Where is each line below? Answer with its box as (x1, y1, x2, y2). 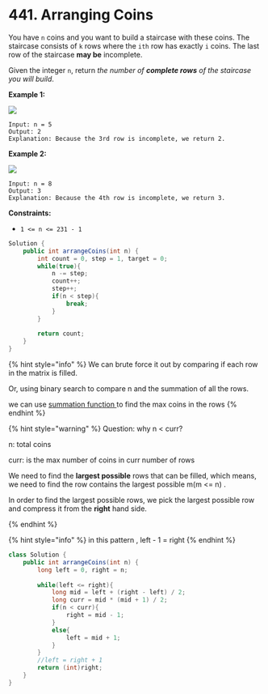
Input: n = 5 (8, 120, 52, 129)
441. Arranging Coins (8, 6, 153, 24)
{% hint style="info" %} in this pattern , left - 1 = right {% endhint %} (8, 535, 236, 545)
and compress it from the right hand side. (8, 504, 148, 513)
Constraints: (8, 208, 52, 218)
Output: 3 (8, 186, 42, 195)
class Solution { (8, 551, 67, 560)
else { (51, 626, 70, 634)
